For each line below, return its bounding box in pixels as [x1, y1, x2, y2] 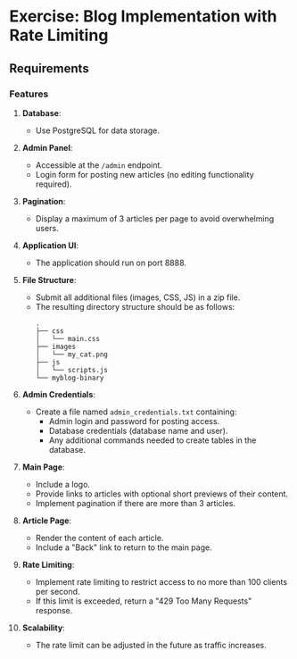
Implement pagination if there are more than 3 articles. [35, 497, 236, 508]
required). [35, 179, 72, 189]
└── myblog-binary [35, 373, 104, 382]
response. [35, 605, 73, 615]
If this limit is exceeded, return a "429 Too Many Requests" [35, 596, 252, 606]
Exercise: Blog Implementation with [9, 6, 277, 27]
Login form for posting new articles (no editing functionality [35, 169, 254, 179]
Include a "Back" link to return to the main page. [35, 542, 212, 553]
